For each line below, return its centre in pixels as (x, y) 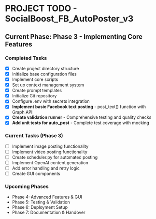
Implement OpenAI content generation (50, 162)
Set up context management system (48, 85)
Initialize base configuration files (44, 74)
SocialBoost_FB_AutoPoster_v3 (69, 19)
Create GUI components (36, 174)
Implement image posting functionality (50, 146)
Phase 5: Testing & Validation (41, 202)
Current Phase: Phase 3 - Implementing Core (74, 37)
